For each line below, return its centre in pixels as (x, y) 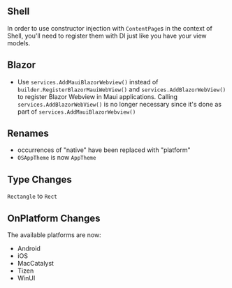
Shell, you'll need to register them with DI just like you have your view (107, 36)
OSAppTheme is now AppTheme (57, 158)
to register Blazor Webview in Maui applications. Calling (97, 96)
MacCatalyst (36, 264)
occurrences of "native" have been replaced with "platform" (104, 150)
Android (29, 249)
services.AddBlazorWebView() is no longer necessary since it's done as (119, 104)
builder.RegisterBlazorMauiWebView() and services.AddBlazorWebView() (122, 89)
